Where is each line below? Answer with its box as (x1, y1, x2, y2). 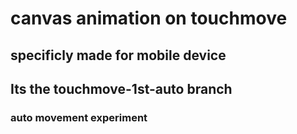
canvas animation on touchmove (10, 7, 288, 30)
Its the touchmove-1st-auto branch (10, 80, 233, 97)
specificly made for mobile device (10, 47, 227, 64)
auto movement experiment (10, 110, 148, 124)
